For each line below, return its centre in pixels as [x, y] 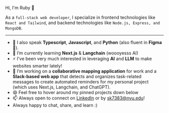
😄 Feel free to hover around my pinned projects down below [75, 92]
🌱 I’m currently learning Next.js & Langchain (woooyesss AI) [75, 53]
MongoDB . [14, 28]
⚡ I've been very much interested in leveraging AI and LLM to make [82, 58]
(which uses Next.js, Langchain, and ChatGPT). [61, 87]
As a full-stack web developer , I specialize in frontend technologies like [80, 17]
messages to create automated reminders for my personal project [80, 82]
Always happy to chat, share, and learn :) [55, 105]
